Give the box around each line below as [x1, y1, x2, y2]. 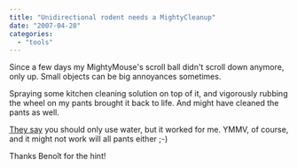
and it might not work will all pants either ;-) [9, 134, 168, 144]
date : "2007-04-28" [9, 21, 82, 30]
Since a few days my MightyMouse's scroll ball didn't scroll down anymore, [9, 62, 285, 73]
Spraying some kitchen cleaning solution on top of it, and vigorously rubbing [9, 88, 288, 99]
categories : [9, 29, 53, 38]
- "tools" [17, 37, 53, 47]
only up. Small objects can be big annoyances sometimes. [9, 72, 222, 82]
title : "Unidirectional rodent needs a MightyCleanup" [9, 12, 216, 22]
